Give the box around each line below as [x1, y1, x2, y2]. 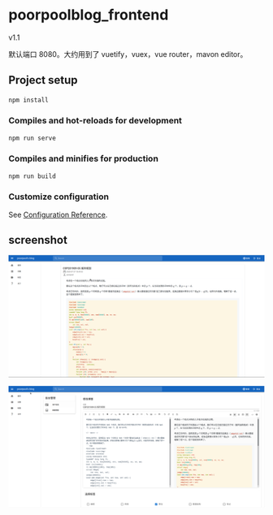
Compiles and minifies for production [8, 153, 158, 164]
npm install [8, 96, 49, 104]
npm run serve [8, 134, 57, 143]
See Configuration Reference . [8, 210, 108, 219]
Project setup [8, 73, 79, 87]
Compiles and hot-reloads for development [8, 115, 183, 126]
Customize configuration [8, 191, 110, 202]
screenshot [8, 233, 67, 247]
